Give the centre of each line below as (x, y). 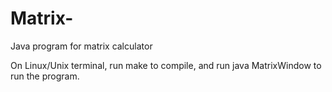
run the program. (45, 76)
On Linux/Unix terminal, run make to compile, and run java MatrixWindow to (166, 65)
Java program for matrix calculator (81, 46)
